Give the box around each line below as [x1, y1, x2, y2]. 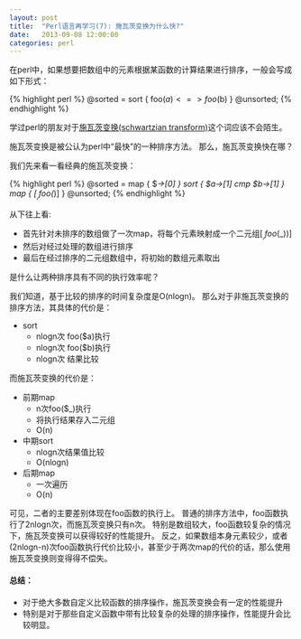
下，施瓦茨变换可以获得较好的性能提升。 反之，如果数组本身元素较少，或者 [9, 530, 288, 540]
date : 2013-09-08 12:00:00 [9, 30, 119, 39]
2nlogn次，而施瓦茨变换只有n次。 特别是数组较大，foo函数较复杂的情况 [24, 519, 291, 530]
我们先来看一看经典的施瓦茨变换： [9, 160, 136, 172]
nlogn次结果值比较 [35, 446, 105, 457]
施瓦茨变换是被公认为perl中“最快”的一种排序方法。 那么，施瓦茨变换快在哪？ [9, 141, 294, 152]
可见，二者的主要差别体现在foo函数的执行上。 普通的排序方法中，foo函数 [9, 507, 281, 518]
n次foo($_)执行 [35, 403, 92, 414]
